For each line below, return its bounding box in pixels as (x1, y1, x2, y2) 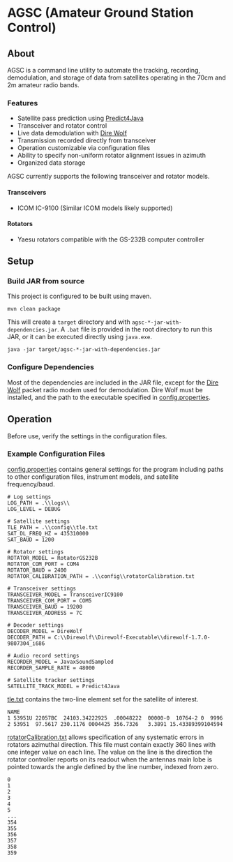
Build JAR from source (7, 276, 85, 286)
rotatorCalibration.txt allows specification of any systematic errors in (7, 733, 204, 741)
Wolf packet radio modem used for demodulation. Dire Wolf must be (7, 385, 204, 394)
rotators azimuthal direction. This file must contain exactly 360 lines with (7, 740, 216, 748)
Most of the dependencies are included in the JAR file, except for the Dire (7, 378, 219, 387)
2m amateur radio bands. (7, 81, 80, 89)
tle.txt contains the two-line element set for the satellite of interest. (7, 694, 199, 703)
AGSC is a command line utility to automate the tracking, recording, (7, 66, 201, 74)
